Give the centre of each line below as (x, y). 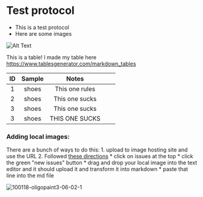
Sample (33, 78)
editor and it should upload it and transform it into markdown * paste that (97, 169)
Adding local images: (38, 136)
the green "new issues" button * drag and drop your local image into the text (102, 163)
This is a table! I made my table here (52, 57)
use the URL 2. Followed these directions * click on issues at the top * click (100, 156)
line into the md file (30, 176)
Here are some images (43, 33)
